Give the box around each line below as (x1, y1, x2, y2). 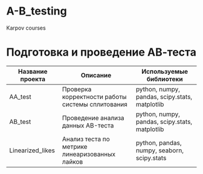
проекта (20, 74, 45, 83)
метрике (62, 142, 88, 150)
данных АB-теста (62, 121, 114, 129)
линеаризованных (62, 150, 116, 158)
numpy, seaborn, (135, 146, 184, 155)
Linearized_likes (9, 146, 56, 155)
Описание (80, 71, 112, 79)
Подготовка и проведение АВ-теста (6, 45, 196, 59)
